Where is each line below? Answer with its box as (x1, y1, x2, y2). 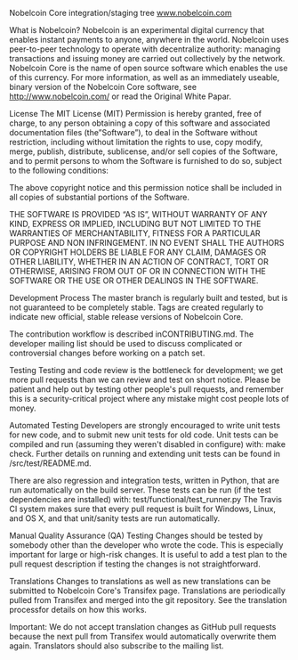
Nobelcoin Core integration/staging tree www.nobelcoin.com (9, 8, 232, 18)
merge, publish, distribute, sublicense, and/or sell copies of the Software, (9, 146, 278, 157)
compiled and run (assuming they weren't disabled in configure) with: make (9, 439, 286, 449)
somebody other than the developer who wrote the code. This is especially (9, 540, 284, 550)
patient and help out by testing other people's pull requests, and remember (9, 384, 285, 395)
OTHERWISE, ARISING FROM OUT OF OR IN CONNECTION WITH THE (9, 266, 267, 276)
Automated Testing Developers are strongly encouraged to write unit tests (9, 420, 281, 430)
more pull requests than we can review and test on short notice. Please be (9, 374, 281, 385)
